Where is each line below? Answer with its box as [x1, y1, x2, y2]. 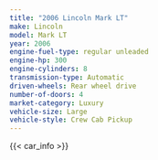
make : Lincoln [9, 22, 64, 31]
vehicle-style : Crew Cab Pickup [9, 115, 132, 124]
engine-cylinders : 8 [9, 65, 89, 74]
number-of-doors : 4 [9, 90, 84, 99]
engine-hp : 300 [9, 56, 68, 65]
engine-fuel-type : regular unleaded [9, 48, 149, 57]
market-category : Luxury [9, 98, 104, 108]
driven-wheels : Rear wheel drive [9, 81, 137, 91]
